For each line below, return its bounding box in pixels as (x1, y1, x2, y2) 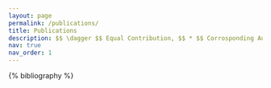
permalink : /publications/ (8, 19, 99, 27)
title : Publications (8, 26, 78, 34)
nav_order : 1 (8, 49, 52, 57)
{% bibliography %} (8, 71, 74, 80)
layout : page (8, 11, 52, 20)
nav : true (8, 42, 42, 50)
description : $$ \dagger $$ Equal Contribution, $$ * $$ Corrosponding (8, 34, 254, 42)
